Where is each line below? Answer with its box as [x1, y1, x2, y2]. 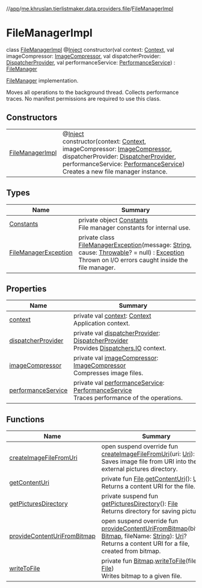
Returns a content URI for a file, [101, 539, 190, 548]
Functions [6, 414, 45, 424]
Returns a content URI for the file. [101, 482, 195, 490]
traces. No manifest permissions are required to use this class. [6, 95, 161, 102]
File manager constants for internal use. [78, 223, 191, 231]
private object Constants [78, 216, 148, 224]
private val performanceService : [73, 379, 165, 387]
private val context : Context [73, 311, 151, 320]
